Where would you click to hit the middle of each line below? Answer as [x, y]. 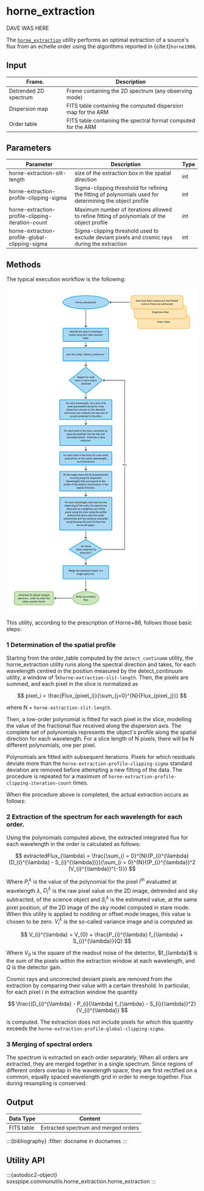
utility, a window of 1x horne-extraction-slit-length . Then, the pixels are [97, 677]
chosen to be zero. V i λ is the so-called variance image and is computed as [100, 921]
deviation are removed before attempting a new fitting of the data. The [94, 770]
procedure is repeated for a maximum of [57, 776]
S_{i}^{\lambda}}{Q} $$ [102, 941]
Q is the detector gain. [34, 967]
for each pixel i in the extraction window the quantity [72, 992]
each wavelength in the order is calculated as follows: [73, 844]
